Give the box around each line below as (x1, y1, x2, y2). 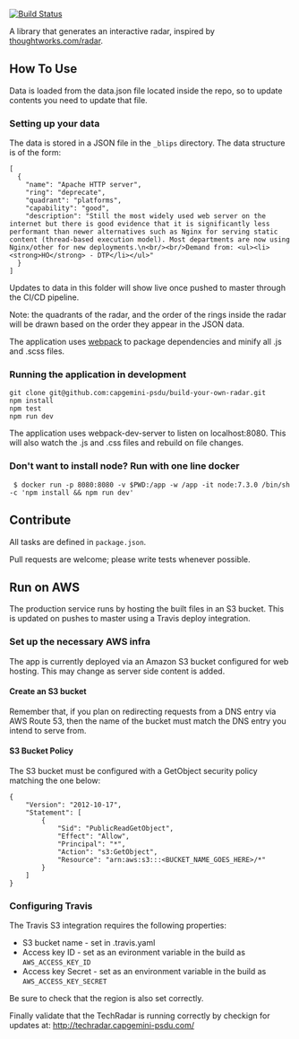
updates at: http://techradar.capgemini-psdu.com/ (9, 1020, 195, 1031)
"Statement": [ (25, 808, 82, 817)
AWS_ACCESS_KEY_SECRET (21, 977, 107, 987)
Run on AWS (9, 579, 81, 594)
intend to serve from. (9, 725, 87, 735)
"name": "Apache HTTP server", (25, 181, 142, 189)
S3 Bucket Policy (9, 745, 73, 756)
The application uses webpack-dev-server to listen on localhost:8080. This (9, 427, 286, 439)
